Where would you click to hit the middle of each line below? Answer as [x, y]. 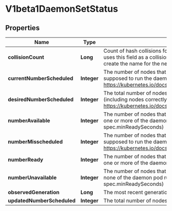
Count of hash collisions [132, 51]
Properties [23, 28]
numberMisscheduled [35, 142]
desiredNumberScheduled [41, 99]
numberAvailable [29, 121]
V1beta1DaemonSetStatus [62, 9]
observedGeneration [34, 192]
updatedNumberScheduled [42, 201]
